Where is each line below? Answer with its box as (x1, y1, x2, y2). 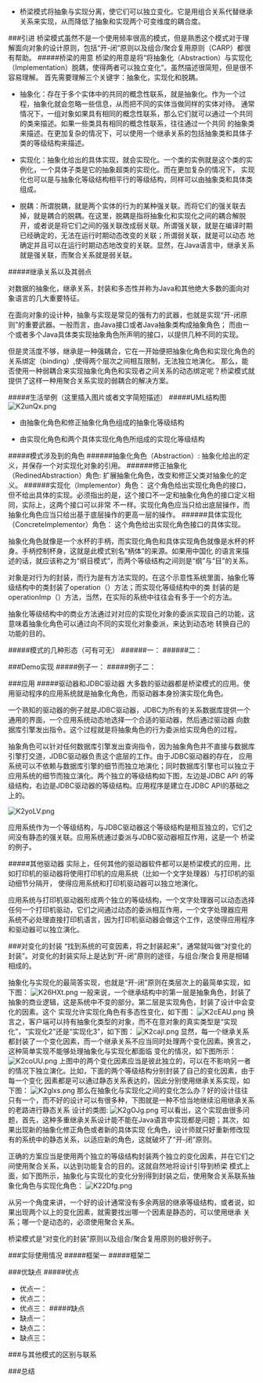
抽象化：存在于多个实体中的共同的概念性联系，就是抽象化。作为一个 (19, 90, 240, 98)
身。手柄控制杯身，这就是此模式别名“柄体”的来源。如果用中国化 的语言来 (8, 547, 243, 555)
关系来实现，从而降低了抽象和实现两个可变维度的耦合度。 (19, 16, 205, 26)
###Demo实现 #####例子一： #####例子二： (8, 662, 157, 671)
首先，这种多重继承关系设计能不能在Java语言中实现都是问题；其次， (21, 1115, 243, 1125)
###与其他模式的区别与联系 (8, 1350, 97, 1359)
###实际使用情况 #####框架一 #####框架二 (8, 1251, 151, 1260)
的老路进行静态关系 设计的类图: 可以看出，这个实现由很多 (8, 1106, 243, 1114)
